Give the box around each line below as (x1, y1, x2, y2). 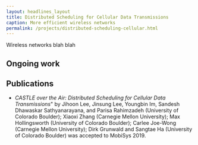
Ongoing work (6, 59, 60, 69)
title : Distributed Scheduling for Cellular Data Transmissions (6, 14, 169, 20)
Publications (6, 79, 54, 89)
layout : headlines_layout (6, 8, 70, 15)
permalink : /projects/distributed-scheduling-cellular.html (6, 25, 159, 31)
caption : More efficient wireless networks (6, 20, 116, 25)
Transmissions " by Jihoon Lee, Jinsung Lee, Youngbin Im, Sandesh (14, 101, 180, 108)
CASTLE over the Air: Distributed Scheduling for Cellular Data (14, 94, 166, 101)
